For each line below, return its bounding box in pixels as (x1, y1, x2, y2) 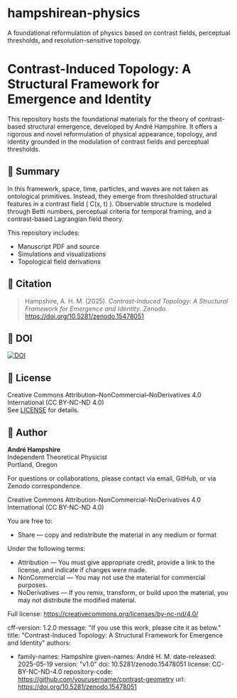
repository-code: (63, 667, 114, 676)
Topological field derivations (17, 257, 101, 266)
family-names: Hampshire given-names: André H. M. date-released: (17, 652, 216, 660)
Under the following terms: (7, 544, 86, 552)
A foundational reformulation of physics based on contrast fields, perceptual (7, 28, 231, 37)
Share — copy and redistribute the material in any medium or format (17, 530, 217, 539)
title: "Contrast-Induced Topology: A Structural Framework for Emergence (7, 630, 224, 639)
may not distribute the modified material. (17, 596, 137, 604)
